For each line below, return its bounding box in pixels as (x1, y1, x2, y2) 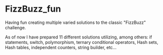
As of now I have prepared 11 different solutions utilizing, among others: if (5, 34, 152, 40)
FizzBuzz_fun (5, 3, 61, 15)
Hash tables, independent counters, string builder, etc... (5, 44, 117, 50)
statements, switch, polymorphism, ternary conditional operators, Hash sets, (5, 39, 159, 45)
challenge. (5, 24, 26, 30)
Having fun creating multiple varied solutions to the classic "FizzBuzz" (5, 19, 146, 25)
